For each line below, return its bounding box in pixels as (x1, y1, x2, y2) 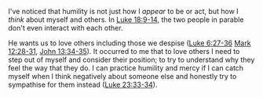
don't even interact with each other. (8, 23, 123, 32)
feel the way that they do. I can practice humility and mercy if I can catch (8, 63, 244, 73)
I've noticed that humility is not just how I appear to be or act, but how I (8, 7, 239, 16)
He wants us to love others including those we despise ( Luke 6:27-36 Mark (8, 38, 251, 48)
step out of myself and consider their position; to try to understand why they (8, 55, 255, 64)
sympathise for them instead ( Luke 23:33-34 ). (8, 80, 158, 89)
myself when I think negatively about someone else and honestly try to (8, 72, 237, 81)
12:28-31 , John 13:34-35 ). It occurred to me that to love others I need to (8, 47, 240, 56)
